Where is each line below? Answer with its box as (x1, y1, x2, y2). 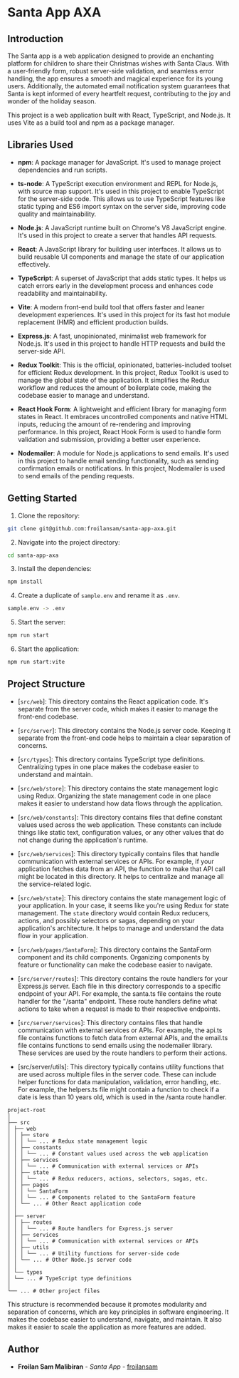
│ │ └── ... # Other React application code (7, 1200, 142, 1207)
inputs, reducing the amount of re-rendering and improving (17, 420, 191, 428)
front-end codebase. (17, 712, 79, 721)
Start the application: (17, 644, 80, 653)
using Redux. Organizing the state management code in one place (17, 791, 211, 800)
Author (7, 1343, 39, 1355)
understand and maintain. (17, 770, 93, 778)
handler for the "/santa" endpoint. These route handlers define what (17, 997, 218, 1005)
